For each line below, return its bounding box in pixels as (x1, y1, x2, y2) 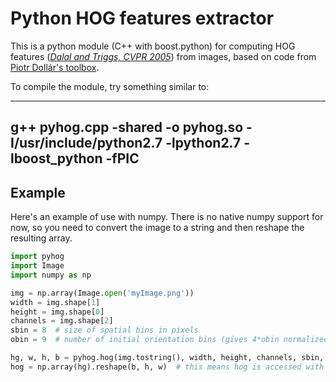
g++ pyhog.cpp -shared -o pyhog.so (10, 119, 244, 136)
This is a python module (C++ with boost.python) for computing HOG (10, 40, 296, 52)
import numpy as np (10, 270, 92, 280)
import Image (10, 261, 65, 271)
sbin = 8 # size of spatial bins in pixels (10, 325, 199, 336)
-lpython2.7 (165, 135, 242, 152)
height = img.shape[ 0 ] (10, 307, 105, 317)
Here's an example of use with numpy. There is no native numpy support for (10, 211, 324, 223)
